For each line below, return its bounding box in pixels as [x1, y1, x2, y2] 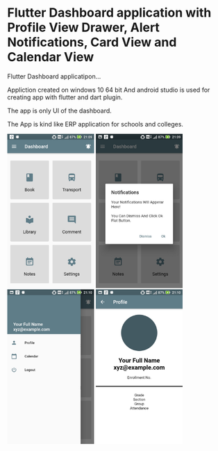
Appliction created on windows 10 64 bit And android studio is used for [7, 85, 210, 94]
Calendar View [7, 49, 94, 65]
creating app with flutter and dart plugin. [7, 92, 123, 101]
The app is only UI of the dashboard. [7, 106, 112, 115]
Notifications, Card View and [7, 35, 177, 50]
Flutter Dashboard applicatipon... [7, 72, 101, 81]
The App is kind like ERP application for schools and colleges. [7, 120, 184, 128]
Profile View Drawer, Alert [7, 19, 160, 35]
